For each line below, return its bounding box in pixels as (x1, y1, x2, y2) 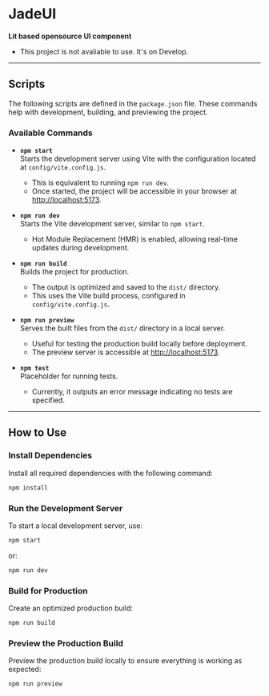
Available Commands (8, 127, 94, 138)
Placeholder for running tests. (19, 371, 118, 381)
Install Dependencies (8, 450, 93, 461)
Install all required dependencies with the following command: (8, 468, 213, 478)
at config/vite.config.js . (19, 162, 106, 172)
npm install (8, 483, 48, 492)
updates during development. (31, 243, 130, 253)
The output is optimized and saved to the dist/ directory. (31, 282, 221, 292)
